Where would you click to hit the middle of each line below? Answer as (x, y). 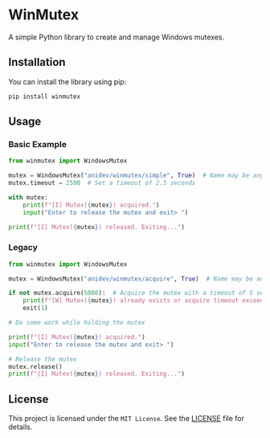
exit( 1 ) (35, 308)
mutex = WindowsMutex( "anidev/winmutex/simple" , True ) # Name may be (129, 176)
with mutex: (28, 197)
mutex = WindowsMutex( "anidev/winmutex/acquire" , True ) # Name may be (131, 279)
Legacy (23, 248)
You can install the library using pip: (67, 81)
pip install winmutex (45, 96)
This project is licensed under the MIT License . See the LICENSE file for (127, 419)
